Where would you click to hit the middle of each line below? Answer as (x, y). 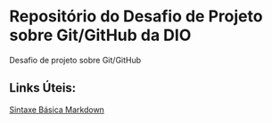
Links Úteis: (43, 88)
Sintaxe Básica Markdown (57, 110)
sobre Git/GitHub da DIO (100, 35)
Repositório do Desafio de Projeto (136, 16)
